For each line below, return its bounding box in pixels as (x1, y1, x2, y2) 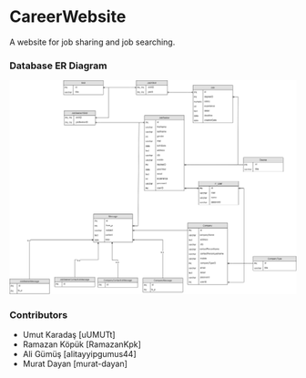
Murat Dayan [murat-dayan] (22, 358, 127, 370)
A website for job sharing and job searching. (9, 36, 176, 47)
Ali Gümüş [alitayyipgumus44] (22, 349, 137, 360)
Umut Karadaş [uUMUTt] (22, 330, 116, 341)
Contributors (9, 308, 68, 321)
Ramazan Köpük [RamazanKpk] (22, 339, 141, 350)
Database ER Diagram (9, 59, 107, 72)
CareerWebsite (9, 6, 127, 27)
